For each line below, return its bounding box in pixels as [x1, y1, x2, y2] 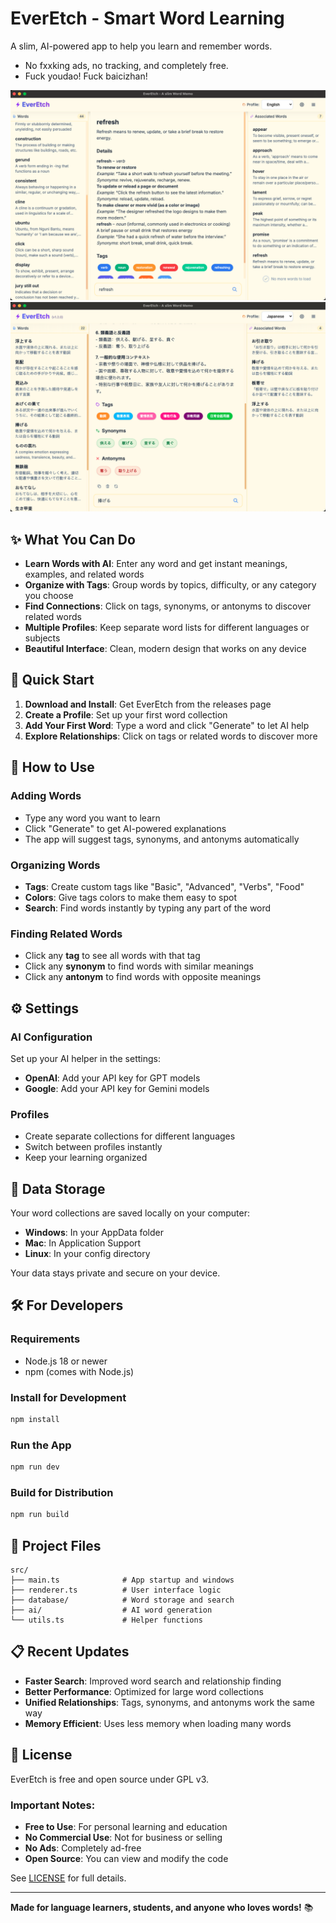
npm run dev [10, 1462, 60, 1472]
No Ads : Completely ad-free [24, 1842, 142, 1854]
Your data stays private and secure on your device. [10, 1267, 221, 1279]
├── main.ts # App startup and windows [10, 1575, 235, 1585]
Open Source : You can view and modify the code [24, 1852, 229, 1864]
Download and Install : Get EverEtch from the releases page [24, 698, 272, 710]
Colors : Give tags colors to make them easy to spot [24, 891, 238, 903]
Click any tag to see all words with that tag [24, 950, 201, 962]
